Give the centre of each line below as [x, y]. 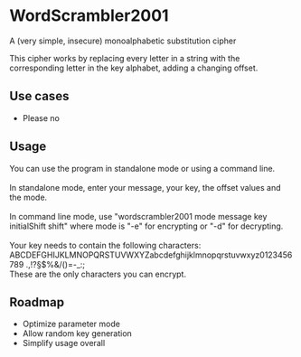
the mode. [28, 197]
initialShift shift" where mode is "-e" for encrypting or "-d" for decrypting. [146, 226]
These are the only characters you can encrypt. [98, 274]
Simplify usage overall [64, 343]
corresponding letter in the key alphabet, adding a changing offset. [134, 68]
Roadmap [37, 302]
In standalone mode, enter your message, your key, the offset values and [146, 187]
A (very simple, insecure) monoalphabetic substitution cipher [123, 41]
